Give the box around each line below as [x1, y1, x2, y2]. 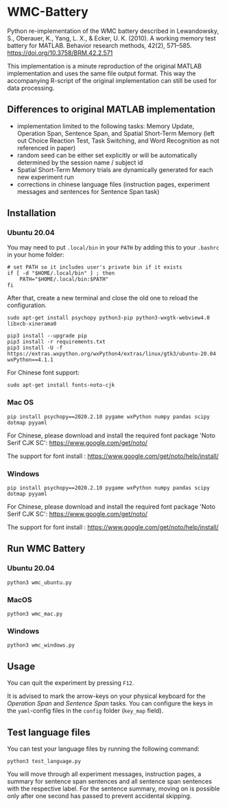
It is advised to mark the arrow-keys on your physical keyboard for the [7, 692, 206, 700]
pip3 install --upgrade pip [7, 333, 88, 339]
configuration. [7, 301, 47, 309]
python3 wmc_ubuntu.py [7, 579, 72, 586]
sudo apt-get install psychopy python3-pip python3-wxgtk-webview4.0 [7, 315, 211, 322]
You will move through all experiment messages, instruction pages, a [7, 769, 202, 778]
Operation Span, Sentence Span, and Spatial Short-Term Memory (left [16, 129, 215, 137]
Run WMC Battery [7, 543, 86, 555]
